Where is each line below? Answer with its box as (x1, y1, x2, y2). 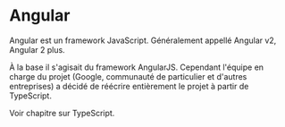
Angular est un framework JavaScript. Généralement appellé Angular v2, (9, 35, 277, 46)
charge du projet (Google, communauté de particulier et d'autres (9, 71, 247, 81)
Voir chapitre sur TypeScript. (9, 107, 115, 118)
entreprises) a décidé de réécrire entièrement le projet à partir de (9, 80, 249, 91)
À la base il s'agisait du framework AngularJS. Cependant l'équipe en (9, 62, 264, 72)
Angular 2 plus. (9, 44, 65, 55)
